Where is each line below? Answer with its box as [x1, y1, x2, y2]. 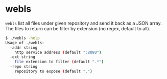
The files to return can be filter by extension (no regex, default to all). [5, 25, 151, 31]
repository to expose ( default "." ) [14, 69, 93, 74]
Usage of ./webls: [5, 40, 44, 45]
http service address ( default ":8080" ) [14, 50, 102, 55]
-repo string [10, 64, 38, 69]
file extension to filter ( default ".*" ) [14, 60, 104, 65]
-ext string [10, 54, 36, 60]
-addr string [10, 45, 38, 50]
